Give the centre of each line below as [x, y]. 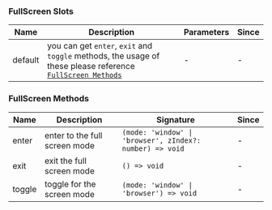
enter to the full [73, 135]
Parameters [206, 32]
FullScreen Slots [41, 11]
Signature [176, 119]
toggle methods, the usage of [104, 56]
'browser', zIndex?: [161, 140]
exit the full [66, 161]
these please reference [91, 66]
